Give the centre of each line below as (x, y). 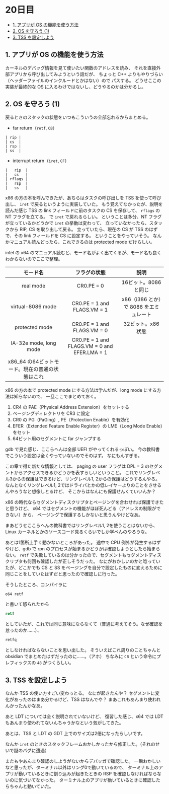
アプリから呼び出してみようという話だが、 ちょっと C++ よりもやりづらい (86, 74)
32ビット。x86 (141, 324)
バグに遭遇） (36, 750)
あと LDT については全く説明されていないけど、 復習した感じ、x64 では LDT (84, 716)
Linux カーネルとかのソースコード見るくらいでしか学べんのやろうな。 (77, 532)
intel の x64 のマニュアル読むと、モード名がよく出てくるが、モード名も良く (83, 252)
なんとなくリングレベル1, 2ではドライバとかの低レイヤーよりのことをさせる (83, 485)
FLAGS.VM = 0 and (90, 346)
